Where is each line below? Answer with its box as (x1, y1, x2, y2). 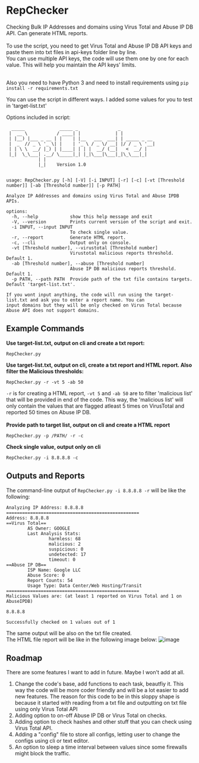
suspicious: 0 (48, 546, 84, 552)
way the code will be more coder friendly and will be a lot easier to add (14, 687, 189, 694)
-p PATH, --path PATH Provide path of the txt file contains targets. (11, 276, 193, 282)
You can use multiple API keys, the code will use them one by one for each (6, 55, 189, 62)
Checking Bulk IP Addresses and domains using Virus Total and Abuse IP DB (6, 23, 194, 30)
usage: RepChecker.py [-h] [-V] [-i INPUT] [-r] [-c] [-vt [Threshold (6, 177, 185, 183)
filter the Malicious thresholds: (6, 367, 84, 375)
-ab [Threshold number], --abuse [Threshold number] (11, 260, 145, 267)
